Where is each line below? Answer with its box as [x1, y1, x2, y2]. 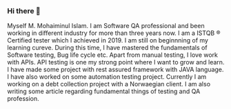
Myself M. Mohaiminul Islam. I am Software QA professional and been [7, 22, 205, 30]
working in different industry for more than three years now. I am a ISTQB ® [7, 29, 221, 37]
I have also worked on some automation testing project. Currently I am [7, 73, 207, 81]
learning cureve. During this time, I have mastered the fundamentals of [7, 44, 208, 52]
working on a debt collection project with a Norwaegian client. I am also [7, 80, 211, 88]
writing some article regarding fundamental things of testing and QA [7, 87, 201, 95]
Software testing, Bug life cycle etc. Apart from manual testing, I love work [7, 51, 219, 59]
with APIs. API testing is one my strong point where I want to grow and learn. [7, 58, 225, 66]
